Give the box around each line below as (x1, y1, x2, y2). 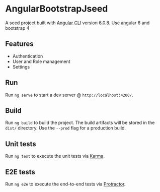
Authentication (12, 53, 43, 59)
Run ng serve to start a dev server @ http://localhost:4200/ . (5, 92, 133, 98)
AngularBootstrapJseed (5, 3, 108, 15)
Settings (12, 63, 30, 70)
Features (5, 40, 34, 48)
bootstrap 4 (5, 25, 30, 31)
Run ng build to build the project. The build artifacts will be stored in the (5, 119, 155, 126)
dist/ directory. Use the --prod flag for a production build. (5, 125, 126, 131)
